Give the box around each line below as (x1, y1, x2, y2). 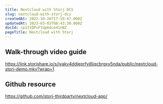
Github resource (5, 80, 56, 88)
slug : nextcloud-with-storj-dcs (5, 12, 71, 17)
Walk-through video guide (5, 48, 87, 56)
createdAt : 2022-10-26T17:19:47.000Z (5, 16, 82, 21)
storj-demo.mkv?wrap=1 (5, 66, 55, 72)
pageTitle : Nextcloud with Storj (5, 30, 74, 35)
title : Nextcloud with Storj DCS (5, 7, 74, 12)
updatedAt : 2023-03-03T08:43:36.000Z (5, 21, 82, 26)
